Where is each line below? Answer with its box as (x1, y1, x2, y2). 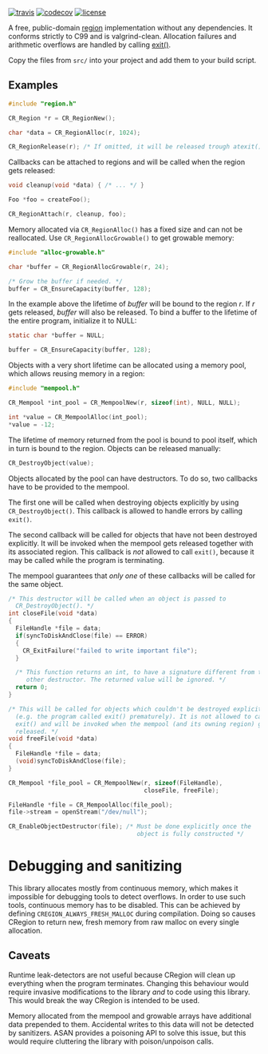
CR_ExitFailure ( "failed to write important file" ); (22, 647, 198, 655)
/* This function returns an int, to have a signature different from (15, 668, 255, 676)
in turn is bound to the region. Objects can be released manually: (8, 443, 222, 453)
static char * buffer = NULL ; (8, 331, 105, 339)
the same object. (8, 579, 64, 588)
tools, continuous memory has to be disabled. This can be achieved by (8, 901, 241, 909)
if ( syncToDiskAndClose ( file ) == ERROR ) (15, 632, 148, 640)
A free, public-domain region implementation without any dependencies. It (8, 23, 253, 32)
